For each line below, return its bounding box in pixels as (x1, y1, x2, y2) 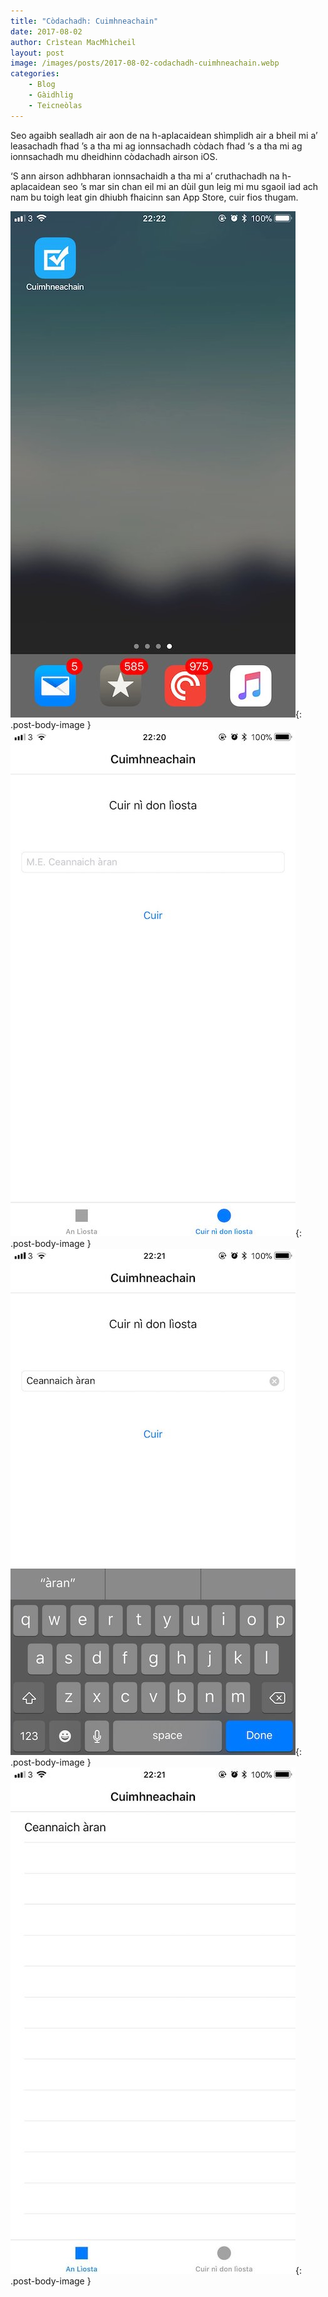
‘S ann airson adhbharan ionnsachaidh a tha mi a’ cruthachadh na (10, 170, 280, 182)
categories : (10, 69, 60, 79)
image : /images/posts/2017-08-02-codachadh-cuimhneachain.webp (10, 58, 280, 69)
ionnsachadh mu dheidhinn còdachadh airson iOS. (10, 150, 218, 162)
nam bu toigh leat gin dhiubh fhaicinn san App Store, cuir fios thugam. (10, 191, 299, 203)
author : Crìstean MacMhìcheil (10, 37, 137, 47)
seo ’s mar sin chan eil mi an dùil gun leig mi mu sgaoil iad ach (63, 180, 319, 192)
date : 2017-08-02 (10, 26, 83, 37)
